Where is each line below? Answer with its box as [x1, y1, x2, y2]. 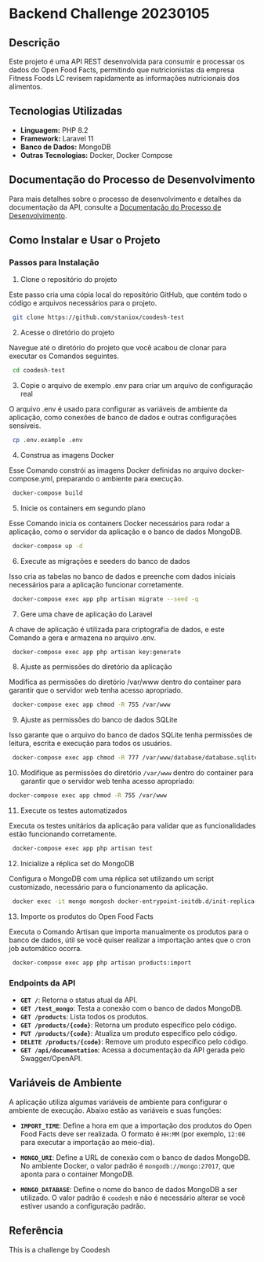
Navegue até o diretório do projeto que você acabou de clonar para [9, 343, 226, 353]
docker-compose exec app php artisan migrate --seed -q [12, 594, 199, 603]
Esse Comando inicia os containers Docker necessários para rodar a [9, 518, 230, 528]
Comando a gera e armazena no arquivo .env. [9, 633, 157, 642]
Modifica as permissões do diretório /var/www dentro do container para [9, 677, 241, 687]
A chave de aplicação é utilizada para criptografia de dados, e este [9, 624, 226, 634]
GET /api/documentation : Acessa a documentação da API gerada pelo [20, 1045, 245, 1055]
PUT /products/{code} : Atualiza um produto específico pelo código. [20, 1028, 237, 1037]
